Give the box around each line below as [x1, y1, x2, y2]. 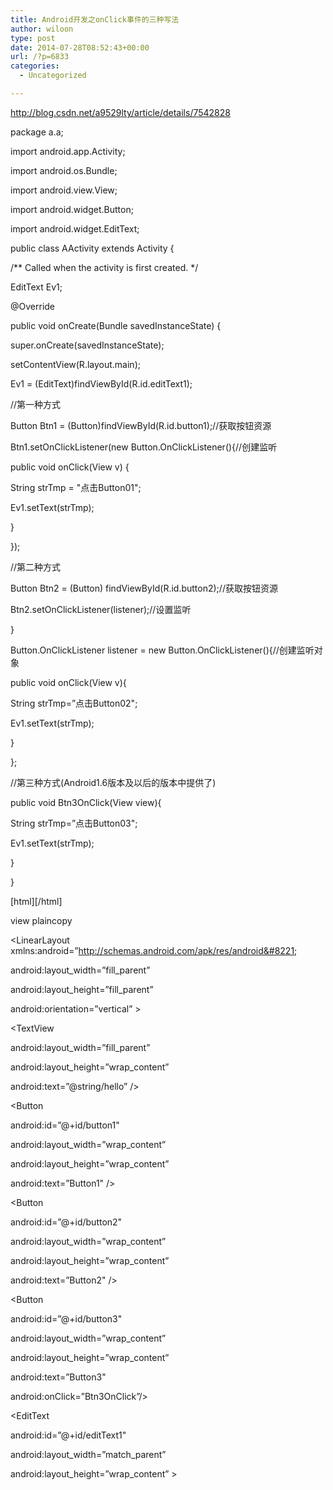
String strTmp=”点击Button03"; [10, 817, 138, 829]
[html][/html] [10, 895, 63, 907]
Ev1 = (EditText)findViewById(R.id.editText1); [10, 377, 193, 390]
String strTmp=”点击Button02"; [10, 697, 138, 709]
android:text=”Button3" [10, 1371, 107, 1383]
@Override [10, 300, 56, 312]
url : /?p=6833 [10, 52, 70, 62]
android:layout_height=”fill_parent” [10, 983, 154, 995]
